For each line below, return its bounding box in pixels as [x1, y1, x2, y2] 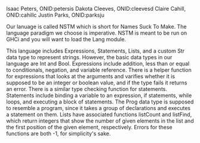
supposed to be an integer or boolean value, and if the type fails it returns [6, 79, 187, 86]
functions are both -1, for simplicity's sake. [6, 130, 111, 137]
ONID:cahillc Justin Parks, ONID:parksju [6, 11, 104, 19]
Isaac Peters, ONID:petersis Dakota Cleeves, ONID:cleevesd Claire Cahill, [6, 5, 186, 12]
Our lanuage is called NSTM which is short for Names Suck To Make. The [6, 23, 187, 30]
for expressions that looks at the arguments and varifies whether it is [6, 73, 175, 80]
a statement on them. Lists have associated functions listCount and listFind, [6, 111, 192, 118]
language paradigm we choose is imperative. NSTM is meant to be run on [6, 29, 187, 36]
